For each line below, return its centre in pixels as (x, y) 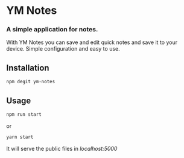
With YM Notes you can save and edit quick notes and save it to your (92, 42)
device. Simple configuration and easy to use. (63, 49)
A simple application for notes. (52, 30)
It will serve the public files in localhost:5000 (62, 148)
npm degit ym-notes (31, 82)
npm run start (24, 114)
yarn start (20, 137)
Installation (28, 68)
